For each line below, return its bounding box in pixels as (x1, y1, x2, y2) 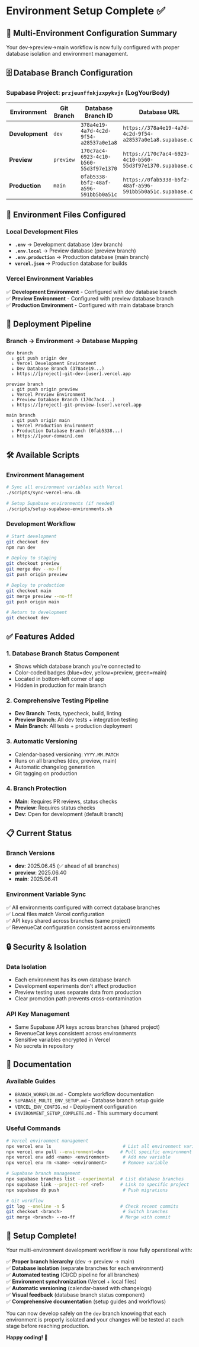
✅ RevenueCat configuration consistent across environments (6, 923, 155, 931)
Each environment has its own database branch (14, 976, 131, 983)
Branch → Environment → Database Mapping (6, 337, 138, 345)
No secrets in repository (14, 1042, 74, 1050)
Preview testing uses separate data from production (14, 988, 142, 996)
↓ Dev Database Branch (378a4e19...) (11, 366, 105, 372)
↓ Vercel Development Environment (11, 360, 97, 367)
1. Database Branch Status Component (6, 649, 120, 657)
